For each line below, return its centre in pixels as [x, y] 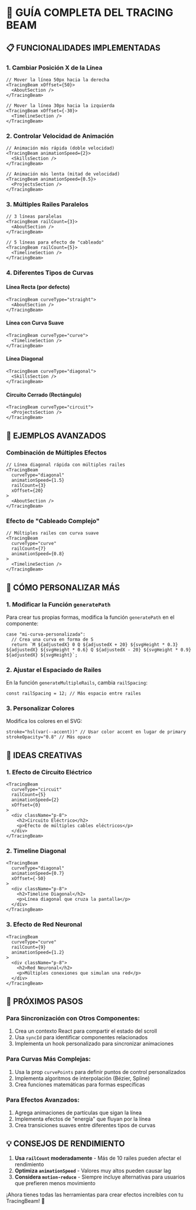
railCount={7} [29, 549]
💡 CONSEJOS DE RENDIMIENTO [66, 1144]
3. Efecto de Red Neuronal [44, 924]
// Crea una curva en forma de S [53, 639]
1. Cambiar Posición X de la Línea [54, 67]
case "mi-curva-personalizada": [46, 634]
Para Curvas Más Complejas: [48, 1059]
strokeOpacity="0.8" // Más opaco [49, 737]
